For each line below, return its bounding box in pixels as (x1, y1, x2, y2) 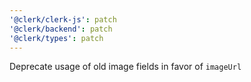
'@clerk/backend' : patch (9, 24, 113, 34)
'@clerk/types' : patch (9, 33, 104, 43)
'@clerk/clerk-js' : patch (9, 14, 117, 25)
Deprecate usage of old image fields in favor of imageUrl (9, 61, 242, 73)
